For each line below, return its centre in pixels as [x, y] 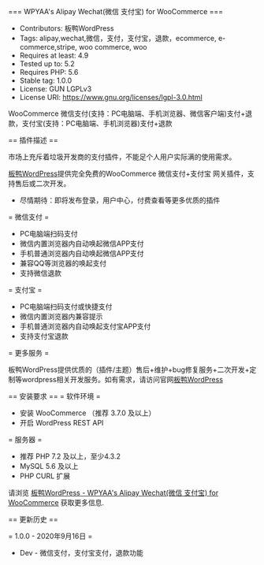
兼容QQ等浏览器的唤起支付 [63, 263]
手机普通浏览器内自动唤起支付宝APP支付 [85, 326]
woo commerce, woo [113, 47]
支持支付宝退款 [44, 336]
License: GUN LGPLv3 [56, 89]
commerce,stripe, [48, 47]
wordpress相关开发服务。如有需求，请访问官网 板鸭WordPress [122, 379]
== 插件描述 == [33, 140]
